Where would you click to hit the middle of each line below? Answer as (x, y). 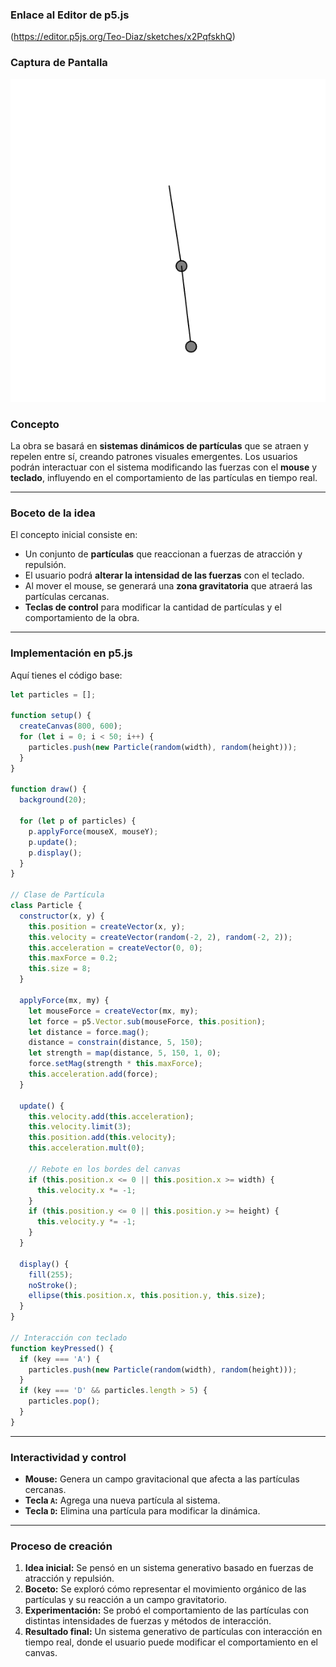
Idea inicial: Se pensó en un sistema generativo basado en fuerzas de (169, 1568)
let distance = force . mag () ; (89, 1032)
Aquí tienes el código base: (66, 675)
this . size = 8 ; (60, 969)
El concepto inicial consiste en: (74, 535)
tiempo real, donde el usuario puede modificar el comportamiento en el (171, 1642)
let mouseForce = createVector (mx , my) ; (113, 1011)
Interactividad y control (68, 1457)
